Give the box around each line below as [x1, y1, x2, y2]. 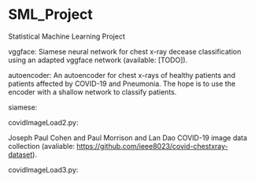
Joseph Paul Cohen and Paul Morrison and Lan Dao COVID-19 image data [8, 132, 248, 143]
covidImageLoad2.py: [8, 117, 79, 127]
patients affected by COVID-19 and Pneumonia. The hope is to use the [8, 79, 236, 88]
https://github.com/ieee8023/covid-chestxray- [76, 141, 228, 150]
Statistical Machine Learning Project [8, 32, 126, 41]
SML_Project [8, 6, 93, 24]
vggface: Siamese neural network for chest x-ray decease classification [8, 46, 242, 56]
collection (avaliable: [8, 141, 76, 150]
